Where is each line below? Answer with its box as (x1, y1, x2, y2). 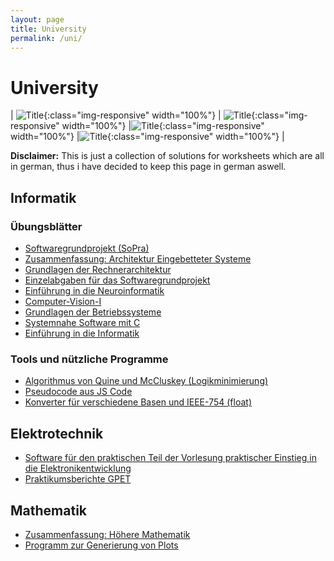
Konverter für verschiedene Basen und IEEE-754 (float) (24, 396, 252, 408)
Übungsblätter (10, 219, 83, 233)
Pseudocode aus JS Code (24, 386, 133, 398)
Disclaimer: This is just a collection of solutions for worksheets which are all (10, 150, 325, 162)
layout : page (10, 14, 65, 25)
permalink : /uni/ (10, 33, 83, 43)
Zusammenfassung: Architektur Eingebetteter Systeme (24, 253, 252, 265)
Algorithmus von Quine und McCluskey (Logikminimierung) (24, 375, 269, 387)
